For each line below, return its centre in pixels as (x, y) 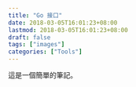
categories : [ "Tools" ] (45, 52)
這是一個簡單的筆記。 (42, 75)
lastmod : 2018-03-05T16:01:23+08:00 (68, 30)
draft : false (29, 37)
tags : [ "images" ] (37, 45)
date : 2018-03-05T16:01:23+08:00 (63, 23)
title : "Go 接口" (35, 15)
